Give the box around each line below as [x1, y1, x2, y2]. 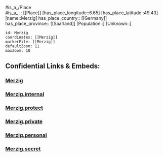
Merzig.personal [5, 132, 47, 139]
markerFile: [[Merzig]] [5, 39, 56, 44]
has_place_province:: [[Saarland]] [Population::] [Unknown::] [5, 20, 132, 26]
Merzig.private [5, 118, 43, 125]
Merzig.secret [5, 145, 41, 152]
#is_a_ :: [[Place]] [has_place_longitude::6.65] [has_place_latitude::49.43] [5, 10, 158, 16]
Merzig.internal [5, 91, 45, 98]
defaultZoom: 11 [5, 44, 39, 49]
